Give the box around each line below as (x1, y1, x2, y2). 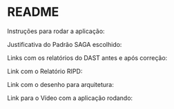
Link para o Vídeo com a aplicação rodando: (7, 94, 133, 102)
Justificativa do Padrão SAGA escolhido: (7, 40, 122, 48)
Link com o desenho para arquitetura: (7, 80, 114, 88)
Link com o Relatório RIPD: (7, 67, 83, 75)
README (7, 4, 59, 20)
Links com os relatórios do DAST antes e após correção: (7, 53, 168, 62)
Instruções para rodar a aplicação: (7, 27, 105, 35)
